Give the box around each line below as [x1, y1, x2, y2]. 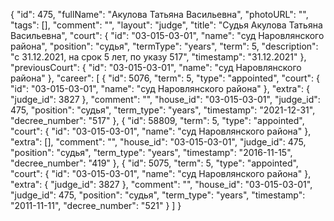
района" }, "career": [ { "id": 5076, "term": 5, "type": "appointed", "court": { [10, 72, 321, 84]
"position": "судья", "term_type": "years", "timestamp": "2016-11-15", [10, 147, 293, 158]
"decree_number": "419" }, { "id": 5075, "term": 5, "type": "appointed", [10, 157, 299, 169]
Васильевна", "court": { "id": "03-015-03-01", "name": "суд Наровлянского [10, 30, 325, 41]
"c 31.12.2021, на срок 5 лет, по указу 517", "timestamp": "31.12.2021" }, [10, 51, 307, 63]
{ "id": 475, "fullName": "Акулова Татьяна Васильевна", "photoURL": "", [10, 9, 309, 20]
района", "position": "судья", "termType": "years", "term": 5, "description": [10, 40, 319, 52]
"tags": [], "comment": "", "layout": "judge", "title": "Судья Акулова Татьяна [10, 19, 323, 31]
